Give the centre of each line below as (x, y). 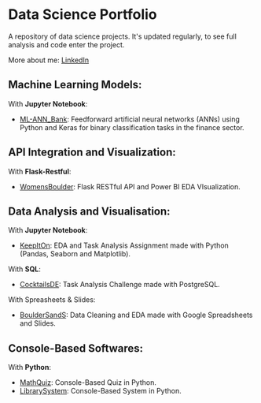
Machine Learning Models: (75, 85)
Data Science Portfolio (83, 15)
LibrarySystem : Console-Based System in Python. (101, 391)
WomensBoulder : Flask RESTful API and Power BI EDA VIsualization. (130, 186)
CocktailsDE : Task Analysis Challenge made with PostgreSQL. (119, 285)
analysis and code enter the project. (66, 44)
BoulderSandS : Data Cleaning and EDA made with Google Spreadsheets (136, 315)
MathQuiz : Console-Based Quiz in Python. (88, 382)
